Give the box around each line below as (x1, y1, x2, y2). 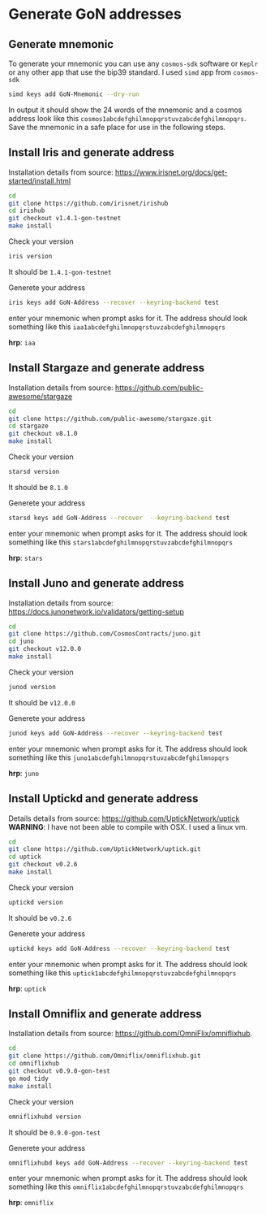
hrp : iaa (8, 337, 36, 347)
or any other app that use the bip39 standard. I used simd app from (8, 67, 232, 77)
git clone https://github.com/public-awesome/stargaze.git (8, 414, 212, 423)
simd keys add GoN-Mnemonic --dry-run (8, 90, 139, 98)
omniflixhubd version (8, 1113, 82, 1121)
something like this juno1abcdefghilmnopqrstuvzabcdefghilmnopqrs (8, 753, 230, 762)
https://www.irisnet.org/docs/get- (114, 167, 229, 177)
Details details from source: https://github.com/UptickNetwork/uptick (8, 814, 240, 823)
